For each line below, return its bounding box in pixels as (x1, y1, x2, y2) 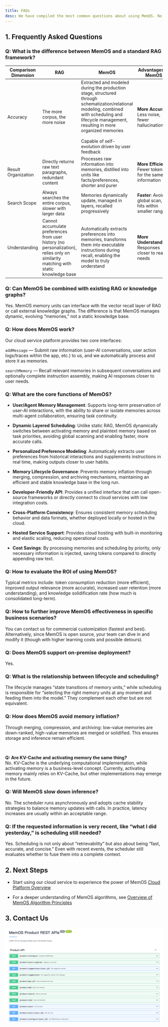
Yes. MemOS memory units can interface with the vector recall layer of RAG (5, 303, 161, 309)
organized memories (80, 127, 123, 133)
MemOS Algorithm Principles (12, 899, 72, 905)
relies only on (42, 250, 70, 256)
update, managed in (80, 197, 122, 203)
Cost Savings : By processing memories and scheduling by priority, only (12, 545, 161, 551)
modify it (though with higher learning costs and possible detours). (5, 636, 143, 642)
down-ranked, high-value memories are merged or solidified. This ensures (5, 730, 158, 736)
